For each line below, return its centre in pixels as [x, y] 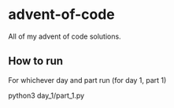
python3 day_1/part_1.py [46, 95]
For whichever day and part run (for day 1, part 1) [87, 80]
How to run [36, 61]
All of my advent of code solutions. [65, 36]
